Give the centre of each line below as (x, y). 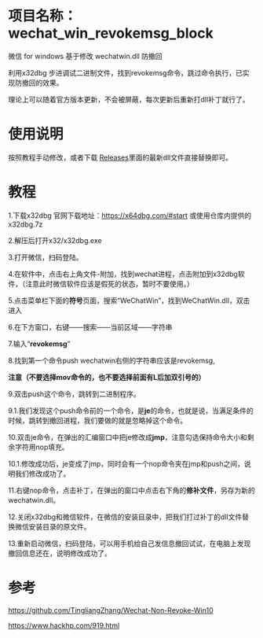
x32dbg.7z (26, 224)
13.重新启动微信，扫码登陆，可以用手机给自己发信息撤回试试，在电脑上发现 (130, 543)
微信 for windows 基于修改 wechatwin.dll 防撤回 (85, 56)
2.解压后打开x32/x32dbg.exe (55, 240)
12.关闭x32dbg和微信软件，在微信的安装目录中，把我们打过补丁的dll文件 (125, 517)
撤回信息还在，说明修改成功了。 (60, 553)
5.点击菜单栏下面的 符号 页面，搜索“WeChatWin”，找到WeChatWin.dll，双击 (129, 301)
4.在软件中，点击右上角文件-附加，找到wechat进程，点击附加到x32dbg (123, 274)
